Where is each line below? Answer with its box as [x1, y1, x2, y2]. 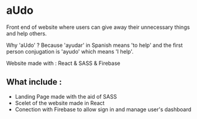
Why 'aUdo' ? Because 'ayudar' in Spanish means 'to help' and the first [6, 41, 183, 49]
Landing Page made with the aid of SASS [14, 93, 117, 100]
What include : [6, 77, 62, 87]
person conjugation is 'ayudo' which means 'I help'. [6, 47, 134, 55]
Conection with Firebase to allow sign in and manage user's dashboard [14, 106, 192, 113]
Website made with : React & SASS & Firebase [6, 59, 120, 67]
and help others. [6, 29, 47, 37]
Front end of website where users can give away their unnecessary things [6, 23, 190, 31]
